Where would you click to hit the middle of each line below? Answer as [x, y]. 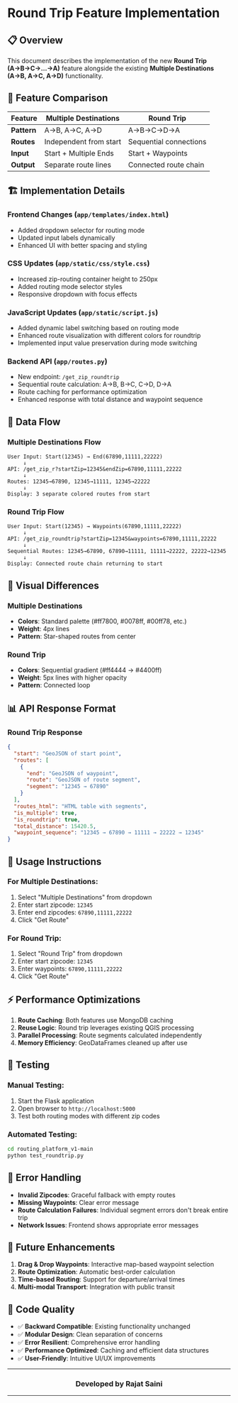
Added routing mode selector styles [70, 286]
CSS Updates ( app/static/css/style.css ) [79, 263]
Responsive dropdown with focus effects [77, 294]
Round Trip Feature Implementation [114, 13]
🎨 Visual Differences [53, 585]
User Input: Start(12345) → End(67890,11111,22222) [85, 457]
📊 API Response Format [62, 708]
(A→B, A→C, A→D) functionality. [55, 76]
